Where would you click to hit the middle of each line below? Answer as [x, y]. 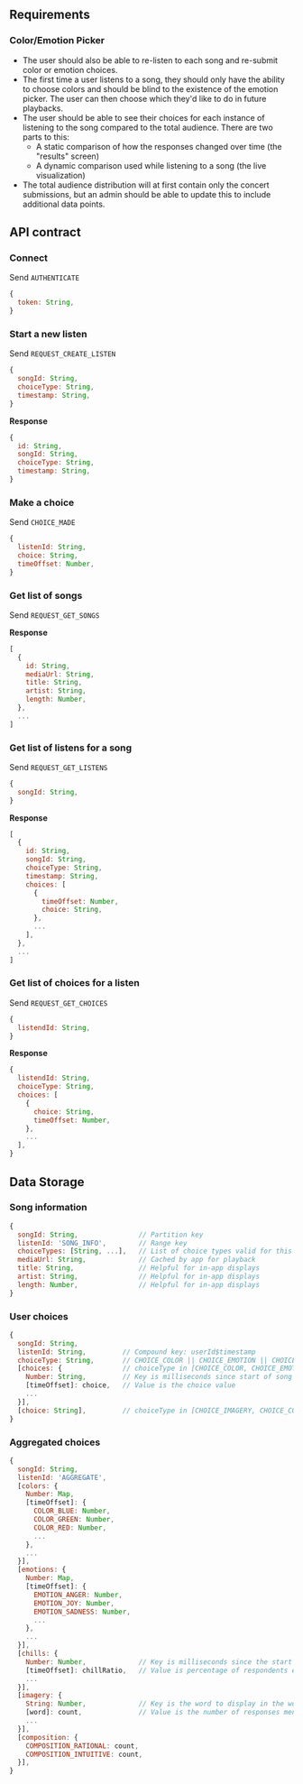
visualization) [60, 175]
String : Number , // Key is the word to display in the [155, 1704]
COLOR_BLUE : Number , [72, 1511]
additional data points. [64, 204]
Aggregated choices [55, 1442]
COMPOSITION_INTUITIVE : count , [84, 1754]
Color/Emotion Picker [57, 41]
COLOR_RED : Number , [69, 1528]
